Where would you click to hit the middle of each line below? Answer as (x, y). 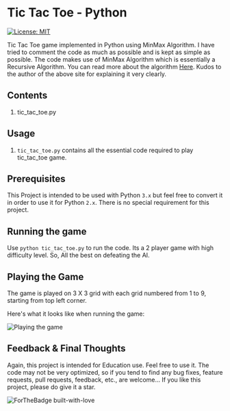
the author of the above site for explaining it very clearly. (87, 74)
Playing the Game (46, 276)
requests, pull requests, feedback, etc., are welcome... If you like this (104, 379)
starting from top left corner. (47, 300)
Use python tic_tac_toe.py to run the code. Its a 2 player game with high (111, 248)
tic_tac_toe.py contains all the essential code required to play (105, 150)
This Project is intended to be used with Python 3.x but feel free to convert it (115, 195)
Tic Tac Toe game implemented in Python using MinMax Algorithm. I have (111, 45)
